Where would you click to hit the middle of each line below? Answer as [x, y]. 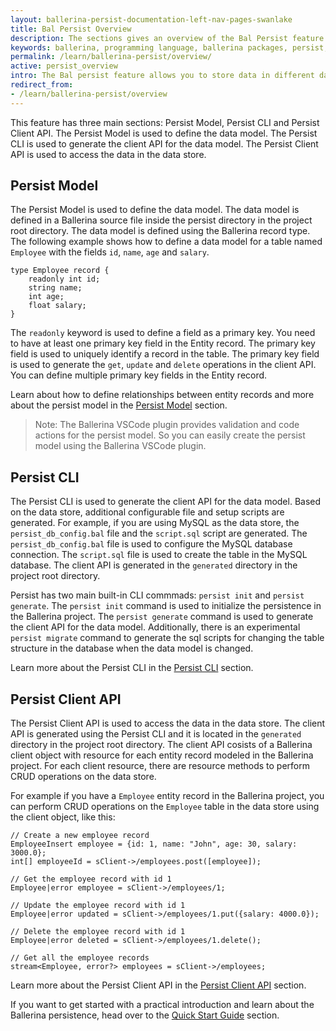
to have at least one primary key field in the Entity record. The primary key [163, 343]
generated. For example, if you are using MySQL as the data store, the [155, 523]
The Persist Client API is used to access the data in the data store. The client [168, 723]
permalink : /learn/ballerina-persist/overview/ [111, 57]
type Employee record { [60, 271]
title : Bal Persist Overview [71, 29]
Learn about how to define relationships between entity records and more [162, 395]
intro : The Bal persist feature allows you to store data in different [162, 76]
